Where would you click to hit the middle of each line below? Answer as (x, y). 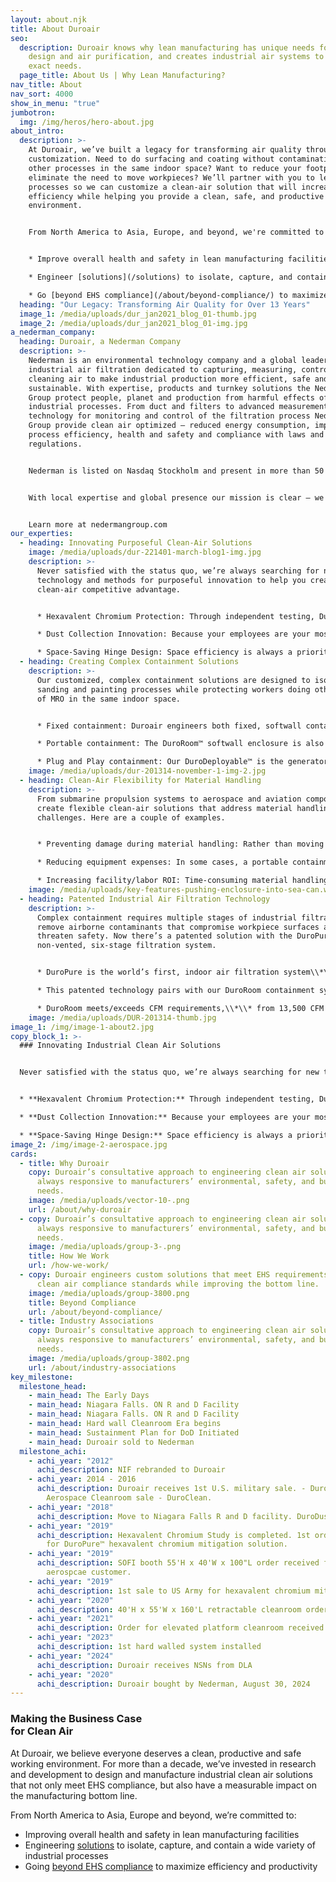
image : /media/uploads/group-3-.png (105, 1247)
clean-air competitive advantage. (109, 589)
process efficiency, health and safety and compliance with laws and (176, 435)
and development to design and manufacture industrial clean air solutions (161, 1774)
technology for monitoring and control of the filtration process (169, 416)
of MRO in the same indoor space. (109, 699)
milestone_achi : (53, 1451)
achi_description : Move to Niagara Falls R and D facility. (164, 1516)
